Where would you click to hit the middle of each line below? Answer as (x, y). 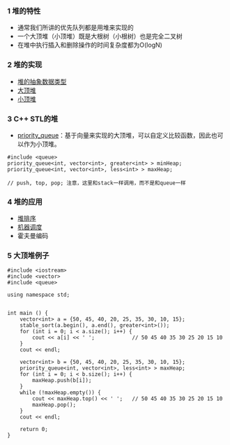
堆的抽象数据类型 (42, 81)
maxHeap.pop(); (54, 405)
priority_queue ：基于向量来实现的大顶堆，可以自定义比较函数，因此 (114, 135)
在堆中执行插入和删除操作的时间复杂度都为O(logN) (90, 45)
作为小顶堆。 (42, 144)
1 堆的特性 (24, 10)
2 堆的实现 (25, 65)
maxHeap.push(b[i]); (62, 381)
